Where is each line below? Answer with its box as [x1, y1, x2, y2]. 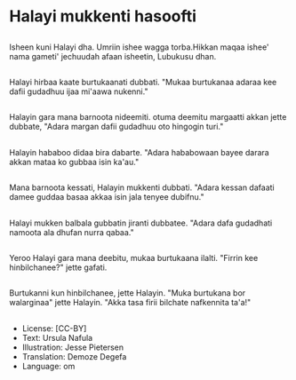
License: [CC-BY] [21, 322, 87, 334]
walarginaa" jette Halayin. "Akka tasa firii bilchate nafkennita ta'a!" [9, 297, 252, 308]
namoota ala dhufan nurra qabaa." [9, 226, 135, 237]
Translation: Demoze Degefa [21, 351, 127, 361]
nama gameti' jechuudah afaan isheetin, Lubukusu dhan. [9, 51, 217, 61]
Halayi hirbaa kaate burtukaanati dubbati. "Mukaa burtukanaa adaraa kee [9, 76, 277, 87]
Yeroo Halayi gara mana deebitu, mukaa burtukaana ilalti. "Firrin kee [9, 252, 259, 263]
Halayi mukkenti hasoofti [9, 6, 197, 27]
